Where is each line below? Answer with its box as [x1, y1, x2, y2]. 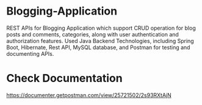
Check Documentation [6, 72, 123, 86]
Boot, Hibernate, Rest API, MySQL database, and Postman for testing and [6, 44, 190, 51]
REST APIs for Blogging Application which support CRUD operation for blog [6, 24, 197, 32]
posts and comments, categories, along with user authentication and [6, 30, 179, 38]
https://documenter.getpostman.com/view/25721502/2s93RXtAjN [6, 91, 172, 98]
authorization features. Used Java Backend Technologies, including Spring [6, 37, 194, 44]
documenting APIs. [6, 50, 54, 57]
